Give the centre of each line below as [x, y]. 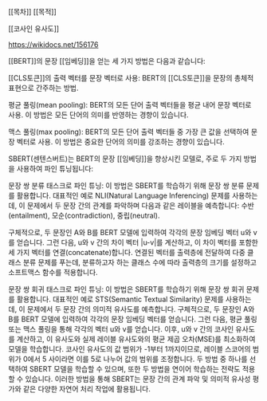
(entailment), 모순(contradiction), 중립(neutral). [84, 215]
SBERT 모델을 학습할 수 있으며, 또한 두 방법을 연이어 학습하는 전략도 [135, 369]
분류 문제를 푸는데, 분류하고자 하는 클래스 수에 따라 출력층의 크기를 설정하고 [140, 262]
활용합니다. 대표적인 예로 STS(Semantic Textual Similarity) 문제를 [120, 299]
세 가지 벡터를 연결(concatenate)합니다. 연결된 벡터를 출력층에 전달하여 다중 [127, 252]
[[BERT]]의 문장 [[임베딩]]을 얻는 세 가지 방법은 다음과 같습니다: [107, 61]
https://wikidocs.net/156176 [53, 45]
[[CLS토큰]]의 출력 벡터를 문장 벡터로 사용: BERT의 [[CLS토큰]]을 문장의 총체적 [131, 78]
